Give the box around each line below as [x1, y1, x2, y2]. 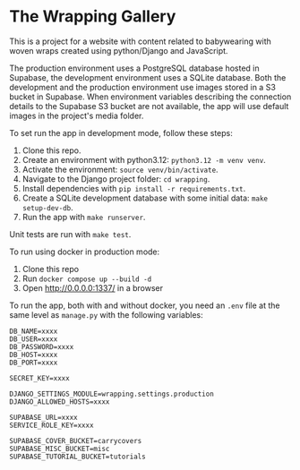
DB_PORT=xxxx [9, 358, 58, 367]
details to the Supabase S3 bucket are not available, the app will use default [9, 100, 289, 111]
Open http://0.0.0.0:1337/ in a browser [21, 282, 164, 293]
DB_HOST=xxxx [9, 350, 58, 359]
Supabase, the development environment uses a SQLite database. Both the [9, 72, 287, 82]
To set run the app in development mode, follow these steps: [9, 127, 233, 138]
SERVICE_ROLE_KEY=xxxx [9, 421, 94, 430]
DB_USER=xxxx [9, 334, 58, 344]
